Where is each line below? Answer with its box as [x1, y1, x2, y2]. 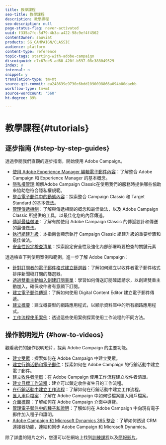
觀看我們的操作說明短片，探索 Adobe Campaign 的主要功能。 [5, 345, 131, 351]
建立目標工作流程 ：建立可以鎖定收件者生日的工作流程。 [12, 380, 126, 386]
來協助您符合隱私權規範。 [12, 187, 65, 193]
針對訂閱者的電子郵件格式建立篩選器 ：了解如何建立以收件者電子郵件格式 [12, 265, 161, 271]
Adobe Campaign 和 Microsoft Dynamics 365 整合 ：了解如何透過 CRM [12, 418, 157, 424]
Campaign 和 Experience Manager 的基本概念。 [12, 175, 110, 181]
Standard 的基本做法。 [12, 200, 59, 206]
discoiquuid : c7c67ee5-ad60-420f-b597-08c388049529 [5, 58, 114, 63]
